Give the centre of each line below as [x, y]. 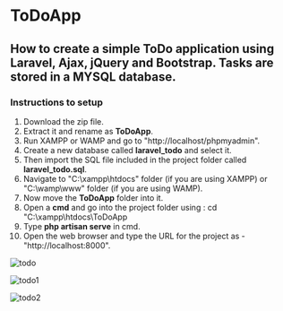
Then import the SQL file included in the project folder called [135, 160]
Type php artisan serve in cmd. [82, 226]
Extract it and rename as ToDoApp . [88, 131]
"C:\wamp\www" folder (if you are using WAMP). [113, 188]
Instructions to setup [57, 102]
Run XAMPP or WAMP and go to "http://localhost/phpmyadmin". [141, 141]
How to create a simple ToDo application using [142, 49]
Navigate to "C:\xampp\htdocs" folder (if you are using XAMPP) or [145, 178]
